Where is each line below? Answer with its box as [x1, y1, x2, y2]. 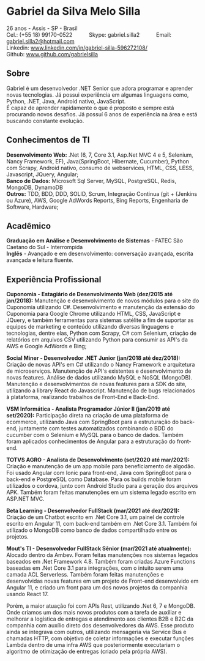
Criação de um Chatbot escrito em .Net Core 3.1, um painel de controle [6, 513, 185, 521]
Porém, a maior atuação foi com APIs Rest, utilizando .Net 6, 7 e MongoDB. [6, 602, 195, 610]
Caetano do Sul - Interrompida [6, 244, 83, 251]
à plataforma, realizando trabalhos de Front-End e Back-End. [6, 394, 160, 401]
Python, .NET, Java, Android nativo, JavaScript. [6, 97, 126, 105]
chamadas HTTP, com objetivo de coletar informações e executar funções [6, 635, 194, 642]
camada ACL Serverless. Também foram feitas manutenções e [6, 571, 164, 578]
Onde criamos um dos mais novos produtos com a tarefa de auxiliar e [6, 609, 182, 616]
